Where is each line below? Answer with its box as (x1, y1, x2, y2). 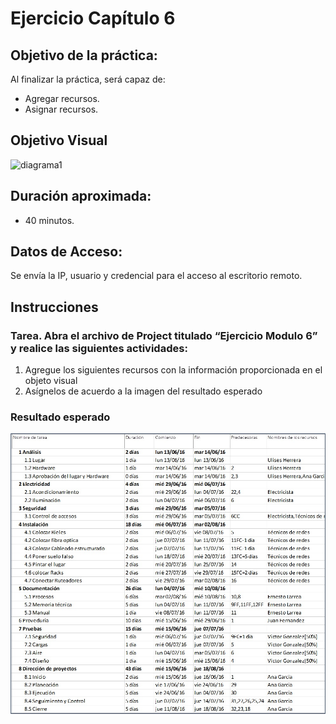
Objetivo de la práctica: (10, 47, 158, 64)
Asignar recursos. (24, 103, 99, 115)
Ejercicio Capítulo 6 (10, 7, 176, 30)
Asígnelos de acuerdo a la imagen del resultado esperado (24, 385, 263, 397)
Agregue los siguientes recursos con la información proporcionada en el (24, 364, 323, 376)
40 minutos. (24, 214, 75, 226)
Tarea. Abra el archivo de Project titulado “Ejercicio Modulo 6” (10, 328, 318, 342)
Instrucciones (10, 298, 99, 316)
